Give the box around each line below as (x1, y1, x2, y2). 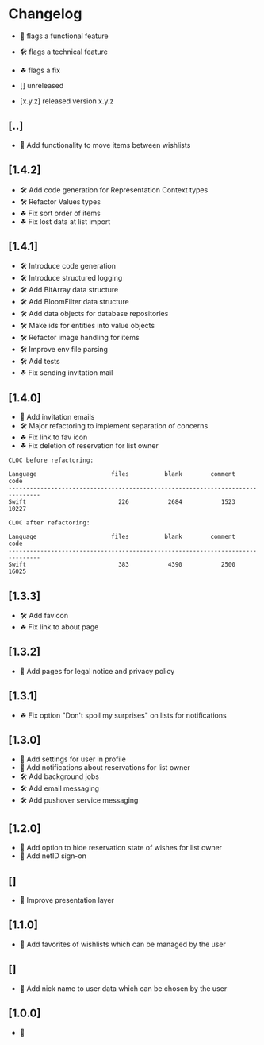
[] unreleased (19, 80, 64, 90)
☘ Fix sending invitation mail (19, 368, 113, 377)
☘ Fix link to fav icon (19, 432, 88, 442)
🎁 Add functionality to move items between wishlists (19, 140, 191, 149)
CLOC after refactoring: (8, 519, 90, 527)
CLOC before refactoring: (8, 456, 94, 465)
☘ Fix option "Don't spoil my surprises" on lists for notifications (19, 710, 228, 720)
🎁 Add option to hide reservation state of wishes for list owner (19, 843, 223, 853)
